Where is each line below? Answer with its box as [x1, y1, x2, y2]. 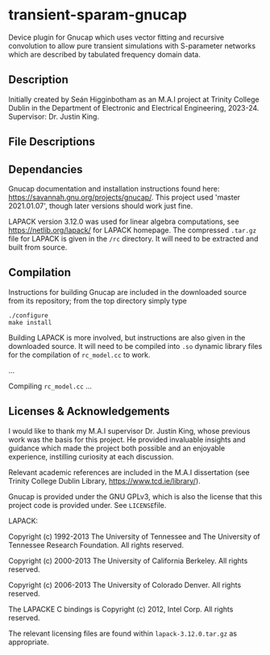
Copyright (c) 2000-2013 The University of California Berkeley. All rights [8, 556, 248, 565]
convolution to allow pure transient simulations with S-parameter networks [8, 40, 256, 50]
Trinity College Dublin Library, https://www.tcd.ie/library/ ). [8, 476, 201, 485]
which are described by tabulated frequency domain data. [8, 49, 201, 59]
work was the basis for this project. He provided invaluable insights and [8, 435, 246, 444]
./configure [8, 311, 48, 320]
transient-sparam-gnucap [8, 6, 188, 24]
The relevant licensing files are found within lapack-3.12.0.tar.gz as [8, 628, 238, 638]
